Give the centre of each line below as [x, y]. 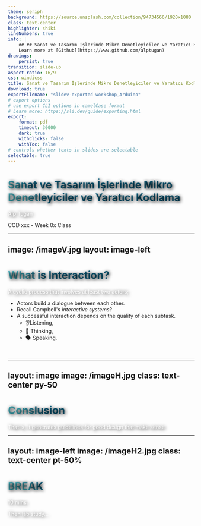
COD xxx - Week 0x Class [39, 225]
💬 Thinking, [39, 331]
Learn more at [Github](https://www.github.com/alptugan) [92, 51]
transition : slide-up [35, 67]
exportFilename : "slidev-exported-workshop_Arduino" [74, 95]
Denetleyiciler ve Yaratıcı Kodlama [94, 197]
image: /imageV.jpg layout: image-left [79, 249]
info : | [17, 39]
